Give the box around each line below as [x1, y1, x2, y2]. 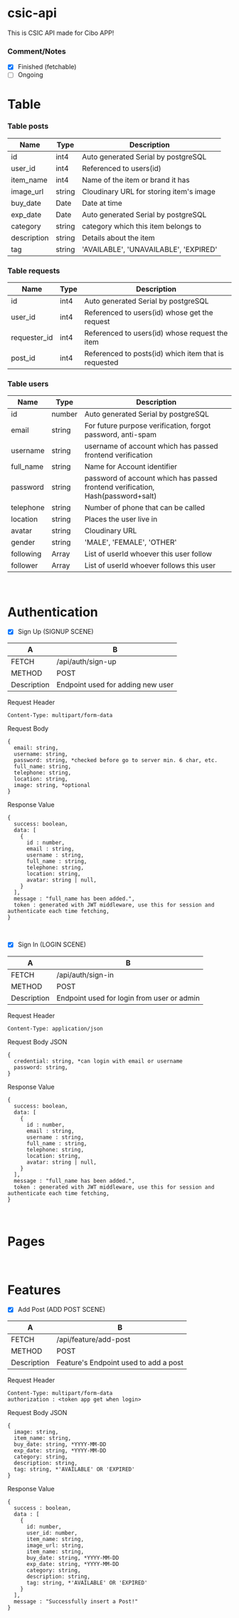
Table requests [7, 266, 60, 276]
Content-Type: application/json [7, 1025, 103, 1032]
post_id [11, 353, 36, 363]
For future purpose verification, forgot [84, 421, 211, 431]
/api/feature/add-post [56, 1335, 131, 1345]
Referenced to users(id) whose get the [84, 308, 213, 318]
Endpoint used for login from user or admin [56, 993, 201, 1003]
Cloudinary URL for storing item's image [81, 187, 216, 197]
